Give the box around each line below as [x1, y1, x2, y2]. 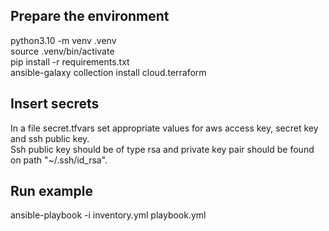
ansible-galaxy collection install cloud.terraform [10, 66, 207, 78]
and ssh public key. [10, 132, 90, 144]
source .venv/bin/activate [10, 45, 115, 57]
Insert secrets [10, 95, 100, 113]
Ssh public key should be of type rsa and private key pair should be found [10, 143, 315, 155]
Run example [10, 183, 93, 200]
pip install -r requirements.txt [10, 55, 130, 68]
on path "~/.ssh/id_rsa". [10, 154, 108, 166]
